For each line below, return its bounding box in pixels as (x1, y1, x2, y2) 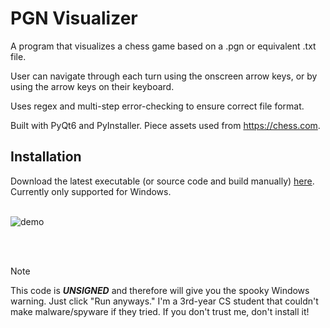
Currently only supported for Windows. (10, 185, 172, 197)
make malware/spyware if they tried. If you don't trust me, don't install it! (10, 305, 310, 317)
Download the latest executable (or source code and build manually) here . (10, 175, 315, 187)
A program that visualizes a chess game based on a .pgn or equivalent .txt (10, 40, 317, 52)
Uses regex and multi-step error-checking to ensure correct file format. (10, 100, 305, 112)
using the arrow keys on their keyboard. (10, 80, 175, 92)
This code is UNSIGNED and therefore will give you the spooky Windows (10, 284, 310, 296)
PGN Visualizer (10, 7, 138, 30)
